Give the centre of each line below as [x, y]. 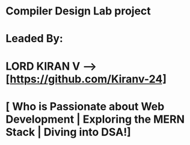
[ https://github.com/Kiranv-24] [86, 79]
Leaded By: [35, 39]
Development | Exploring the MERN [95, 119]
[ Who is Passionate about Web [85, 106]
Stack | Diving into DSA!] [69, 132]
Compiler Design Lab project [78, 11]
